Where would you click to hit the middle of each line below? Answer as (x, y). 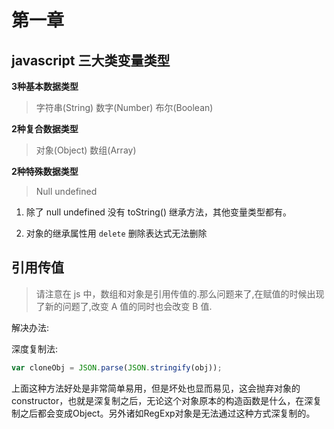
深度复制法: (35, 348)
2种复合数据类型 (45, 129)
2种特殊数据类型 (45, 171)
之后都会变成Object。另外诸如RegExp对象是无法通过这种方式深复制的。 (167, 413)
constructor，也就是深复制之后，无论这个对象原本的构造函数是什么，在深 (162, 400)
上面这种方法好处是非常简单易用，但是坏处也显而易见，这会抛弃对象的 (156, 388)
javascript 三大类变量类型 (91, 60)
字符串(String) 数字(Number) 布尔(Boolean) (124, 107)
